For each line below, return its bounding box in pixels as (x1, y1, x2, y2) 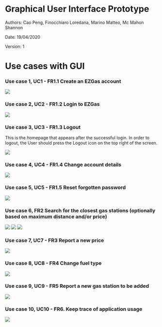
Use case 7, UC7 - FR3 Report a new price (5, 237, 104, 244)
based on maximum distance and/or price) (5, 213, 108, 220)
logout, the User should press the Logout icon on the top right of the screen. (5, 140, 158, 146)
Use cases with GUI (5, 61, 85, 72)
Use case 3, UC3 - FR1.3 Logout (5, 124, 81, 130)
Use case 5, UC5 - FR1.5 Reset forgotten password (5, 184, 126, 191)
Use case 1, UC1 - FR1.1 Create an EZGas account (5, 78, 121, 85)
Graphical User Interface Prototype (5, 3, 149, 15)
